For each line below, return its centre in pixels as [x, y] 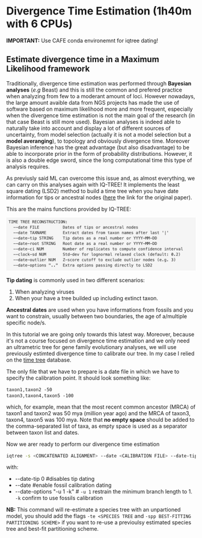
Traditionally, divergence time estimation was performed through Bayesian [99, 83]
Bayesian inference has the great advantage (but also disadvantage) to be [98, 147]
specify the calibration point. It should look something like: [78, 378]
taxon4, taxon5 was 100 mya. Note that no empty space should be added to [100, 419]
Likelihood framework [48, 69]
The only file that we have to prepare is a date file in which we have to [93, 371]
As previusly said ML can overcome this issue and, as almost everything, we [101, 178]
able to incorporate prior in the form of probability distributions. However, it [99, 153]
